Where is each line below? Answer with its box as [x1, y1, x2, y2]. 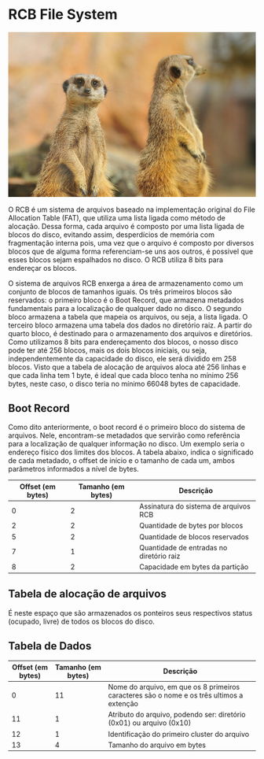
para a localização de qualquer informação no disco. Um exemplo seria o [8, 439, 245, 449]
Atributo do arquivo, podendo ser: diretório [108, 710, 246, 720]
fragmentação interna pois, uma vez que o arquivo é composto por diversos [8, 238, 255, 247]
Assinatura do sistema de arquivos [139, 502, 251, 511]
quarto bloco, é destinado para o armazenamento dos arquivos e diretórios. [8, 328, 253, 338]
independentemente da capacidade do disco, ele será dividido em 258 [8, 354, 237, 363]
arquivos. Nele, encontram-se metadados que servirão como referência [8, 431, 240, 440]
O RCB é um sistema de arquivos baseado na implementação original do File [8, 205, 255, 214]
